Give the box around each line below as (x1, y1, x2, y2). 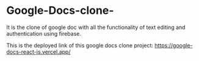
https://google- (154, 42, 194, 49)
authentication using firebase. (6, 30, 81, 37)
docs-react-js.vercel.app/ (6, 48, 71, 55)
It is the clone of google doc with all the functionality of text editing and (6, 24, 186, 31)
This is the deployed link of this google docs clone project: (6, 42, 154, 49)
